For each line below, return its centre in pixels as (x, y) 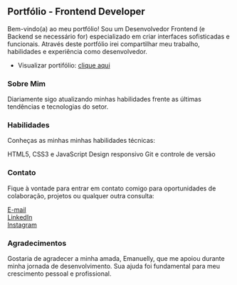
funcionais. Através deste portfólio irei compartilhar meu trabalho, (104, 44)
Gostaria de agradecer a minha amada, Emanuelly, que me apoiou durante (116, 258)
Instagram (22, 225)
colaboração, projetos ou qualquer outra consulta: (81, 195)
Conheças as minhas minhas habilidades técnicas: (81, 141)
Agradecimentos (37, 243)
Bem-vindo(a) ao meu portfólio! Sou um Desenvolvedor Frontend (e (106, 28)
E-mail (17, 210)
